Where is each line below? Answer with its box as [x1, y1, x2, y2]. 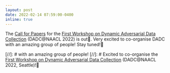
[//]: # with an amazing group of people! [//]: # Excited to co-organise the [5, 51, 158, 57]
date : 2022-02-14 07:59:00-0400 [5, 12, 74, 17]
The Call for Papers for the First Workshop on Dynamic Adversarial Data [5, 31, 156, 37]
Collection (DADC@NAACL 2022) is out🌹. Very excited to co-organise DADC [5, 36, 165, 42]
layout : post [5, 7, 33, 13]
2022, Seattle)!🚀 [5, 62, 40, 68]
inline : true [5, 17, 33, 22]
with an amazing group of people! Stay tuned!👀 [5, 42, 104, 48]
